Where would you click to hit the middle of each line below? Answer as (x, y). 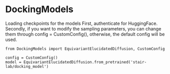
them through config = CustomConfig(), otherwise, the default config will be (85, 34)
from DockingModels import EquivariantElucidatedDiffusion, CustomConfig (85, 49)
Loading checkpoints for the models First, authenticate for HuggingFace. (81, 23)
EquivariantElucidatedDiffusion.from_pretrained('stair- (85, 62)
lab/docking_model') (27, 66)
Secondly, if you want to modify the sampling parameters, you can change (83, 28)
